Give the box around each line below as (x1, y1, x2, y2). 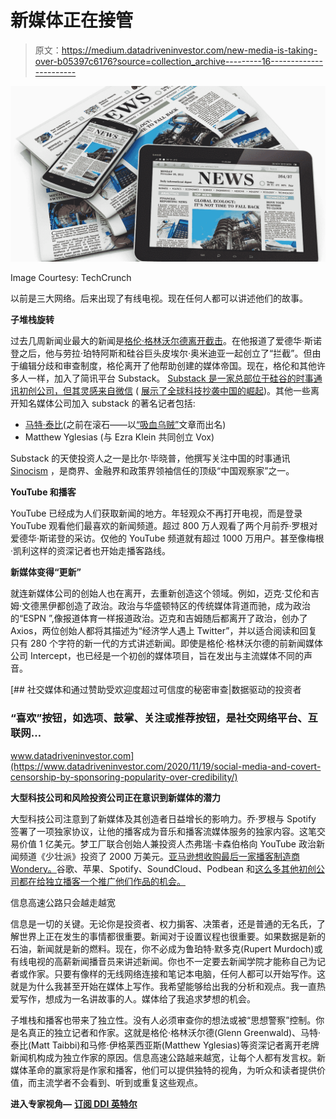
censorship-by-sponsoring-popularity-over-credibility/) (10, 771, 238, 783)
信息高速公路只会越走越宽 (10, 896, 116, 908)
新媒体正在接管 (10, 9, 134, 32)
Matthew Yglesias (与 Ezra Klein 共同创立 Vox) (24, 431, 215, 443)
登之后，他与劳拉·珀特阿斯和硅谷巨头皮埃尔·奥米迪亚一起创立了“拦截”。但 (10, 347, 313, 360)
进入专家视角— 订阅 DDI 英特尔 (10, 1097, 138, 1110)
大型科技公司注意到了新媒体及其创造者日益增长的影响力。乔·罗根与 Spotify (10, 812, 317, 825)
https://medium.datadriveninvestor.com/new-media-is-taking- (61, 44, 318, 56)
